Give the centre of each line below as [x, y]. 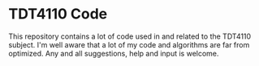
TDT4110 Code [58, 14]
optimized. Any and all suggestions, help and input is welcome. [114, 53]
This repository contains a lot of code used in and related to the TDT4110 [130, 36]
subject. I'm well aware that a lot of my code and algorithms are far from [129, 44]
